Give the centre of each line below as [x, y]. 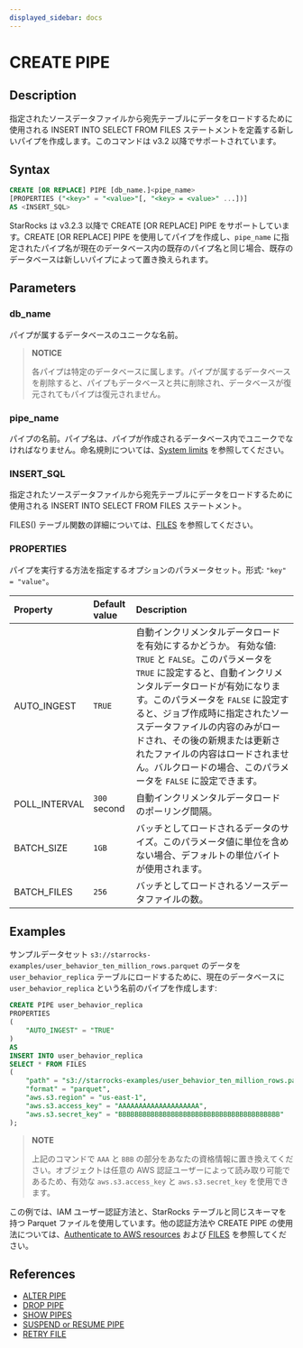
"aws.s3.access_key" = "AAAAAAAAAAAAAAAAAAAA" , [116, 1105]
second [109, 808]
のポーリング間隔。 [177, 811]
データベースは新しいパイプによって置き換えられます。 [111, 260]
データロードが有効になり [217, 686]
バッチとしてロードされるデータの [208, 828]
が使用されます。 [171, 868]
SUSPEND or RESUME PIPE [73, 1325]
